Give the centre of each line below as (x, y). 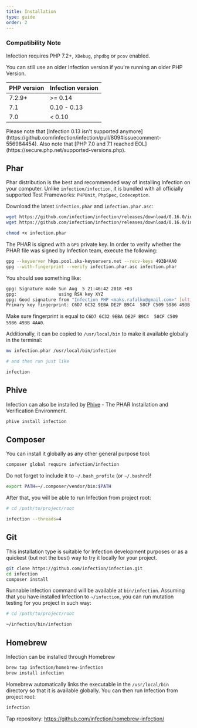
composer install (27, 579)
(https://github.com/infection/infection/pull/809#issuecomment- (84, 137)
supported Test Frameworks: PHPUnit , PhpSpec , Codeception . (78, 195)
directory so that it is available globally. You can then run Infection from (92, 690)
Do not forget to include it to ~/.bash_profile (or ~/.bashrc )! (79, 476)
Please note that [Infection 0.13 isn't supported (62, 131)
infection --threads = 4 (34, 519)
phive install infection (36, 421)
